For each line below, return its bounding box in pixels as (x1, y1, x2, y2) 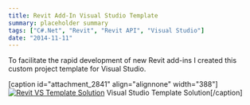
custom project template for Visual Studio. (8, 64, 146, 74)
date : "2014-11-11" (8, 33, 73, 42)
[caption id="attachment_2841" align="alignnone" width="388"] (8, 80, 218, 89)
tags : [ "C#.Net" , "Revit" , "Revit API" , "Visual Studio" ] (8, 26, 205, 34)
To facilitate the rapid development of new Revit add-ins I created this (8, 56, 237, 65)
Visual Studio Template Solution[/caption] (106, 88, 243, 98)
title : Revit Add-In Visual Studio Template (8, 11, 158, 20)
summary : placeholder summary (8, 19, 109, 27)
